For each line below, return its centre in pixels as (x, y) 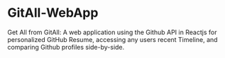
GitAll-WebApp (53, 13)
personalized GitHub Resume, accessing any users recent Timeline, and (112, 39)
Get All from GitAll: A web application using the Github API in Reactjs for (112, 32)
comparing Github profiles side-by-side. (66, 47)
